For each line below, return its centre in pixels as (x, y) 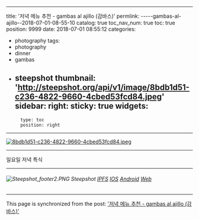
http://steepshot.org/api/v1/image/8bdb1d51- (103, 88)
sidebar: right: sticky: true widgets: (81, 106)
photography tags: (37, 40)
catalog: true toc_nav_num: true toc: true (126, 23)
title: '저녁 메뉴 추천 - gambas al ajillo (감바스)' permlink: (73, 16)
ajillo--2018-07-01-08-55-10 (41, 23)
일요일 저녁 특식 (25, 159)
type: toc (32, 120)
